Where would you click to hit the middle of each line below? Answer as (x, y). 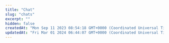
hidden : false (20, 23)
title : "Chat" (20, 10)
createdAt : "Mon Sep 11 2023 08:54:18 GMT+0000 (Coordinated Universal (82, 28)
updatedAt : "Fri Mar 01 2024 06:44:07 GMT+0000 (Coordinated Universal (82, 33)
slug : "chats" (20, 14)
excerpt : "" (18, 19)
